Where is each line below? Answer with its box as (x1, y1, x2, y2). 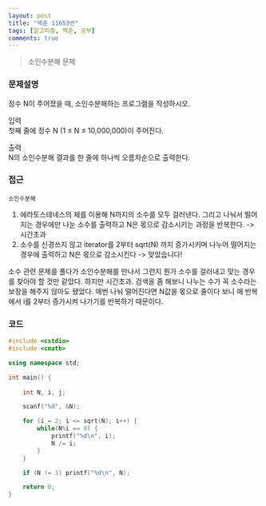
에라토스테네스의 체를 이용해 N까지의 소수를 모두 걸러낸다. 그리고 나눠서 (19, 209, 244, 219)
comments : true (8, 34, 59, 42)
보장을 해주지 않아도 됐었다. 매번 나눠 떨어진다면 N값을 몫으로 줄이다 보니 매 (8, 286, 244, 296)
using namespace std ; (8, 359, 81, 367)
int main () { (8, 373, 52, 381)
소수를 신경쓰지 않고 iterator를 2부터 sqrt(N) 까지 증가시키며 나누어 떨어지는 (19, 239, 257, 249)
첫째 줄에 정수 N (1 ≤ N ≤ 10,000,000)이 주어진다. (8, 126, 164, 135)
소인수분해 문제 (27, 57, 76, 66)
